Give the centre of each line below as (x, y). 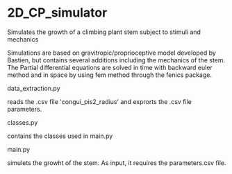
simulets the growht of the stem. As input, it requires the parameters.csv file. (117, 163)
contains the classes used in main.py (60, 136)
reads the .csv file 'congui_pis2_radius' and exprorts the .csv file (100, 101)
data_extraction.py (34, 88)
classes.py (23, 122)
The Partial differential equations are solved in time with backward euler (110, 67)
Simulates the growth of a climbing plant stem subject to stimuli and (104, 32)
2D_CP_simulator (57, 13)
